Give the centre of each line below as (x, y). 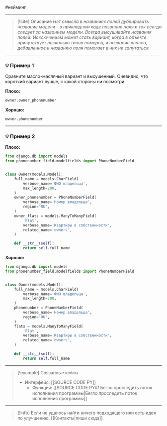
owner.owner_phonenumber (31, 101)
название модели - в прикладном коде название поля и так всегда (89, 27)
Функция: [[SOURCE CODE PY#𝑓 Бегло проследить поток (92, 387)
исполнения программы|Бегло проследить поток (85, 393)
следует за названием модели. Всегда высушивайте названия (84, 32)
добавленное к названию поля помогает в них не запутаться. (83, 48)
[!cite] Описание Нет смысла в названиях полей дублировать (83, 21)
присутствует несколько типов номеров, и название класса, (82, 43)
